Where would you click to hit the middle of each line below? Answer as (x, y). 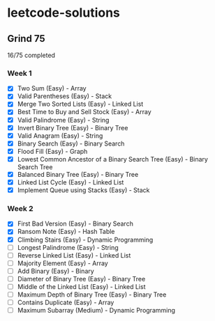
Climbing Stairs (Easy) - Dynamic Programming (85, 240)
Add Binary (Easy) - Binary (55, 271)
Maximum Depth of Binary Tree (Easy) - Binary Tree (92, 295)
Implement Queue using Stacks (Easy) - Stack (83, 190)
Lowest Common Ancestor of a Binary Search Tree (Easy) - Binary (112, 159)
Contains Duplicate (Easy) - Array (66, 303)
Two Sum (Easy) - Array (52, 88)
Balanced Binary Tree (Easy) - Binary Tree (78, 174)
